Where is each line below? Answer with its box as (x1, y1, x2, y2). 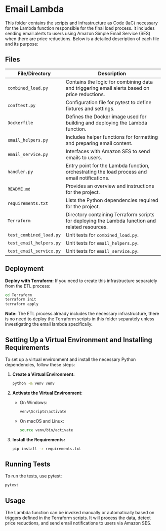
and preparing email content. (65, 140, 132, 147)
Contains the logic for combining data (65, 78, 153, 85)
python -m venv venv (12, 381, 55, 386)
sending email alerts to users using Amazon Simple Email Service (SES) (5, 30, 151, 36)
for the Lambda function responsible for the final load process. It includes (5, 25, 155, 31)
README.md (7, 186, 31, 192)
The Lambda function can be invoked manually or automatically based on (5, 510, 155, 515)
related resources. (65, 223, 108, 230)
